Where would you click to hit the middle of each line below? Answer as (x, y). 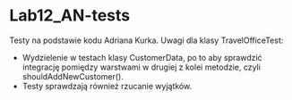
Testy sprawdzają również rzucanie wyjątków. (107, 86)
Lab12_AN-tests (70, 16)
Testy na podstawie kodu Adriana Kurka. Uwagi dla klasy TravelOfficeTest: (146, 40)
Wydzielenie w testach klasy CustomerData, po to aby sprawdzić (142, 57)
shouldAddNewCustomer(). (73, 76)
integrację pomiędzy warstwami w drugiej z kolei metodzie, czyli (142, 67)
